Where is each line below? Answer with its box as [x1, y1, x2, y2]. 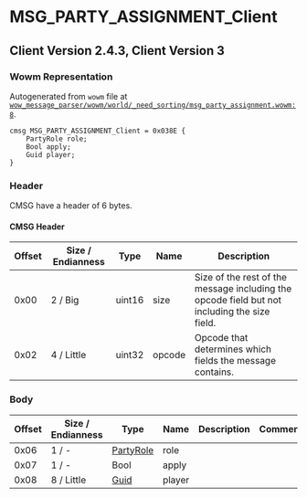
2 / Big [50, 294, 79, 307]
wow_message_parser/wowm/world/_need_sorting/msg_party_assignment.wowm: [9, 101, 297, 110]
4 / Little [50, 349, 87, 362]
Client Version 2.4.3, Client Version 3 [9, 43, 226, 58]
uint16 [115, 294, 144, 307]
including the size [195, 305, 270, 318]
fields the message [195, 355, 277, 367]
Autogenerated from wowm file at [9, 90, 128, 101]
